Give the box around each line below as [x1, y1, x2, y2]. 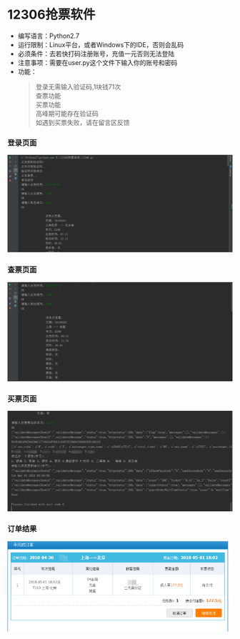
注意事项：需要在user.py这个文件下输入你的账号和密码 [17, 58, 178, 66]
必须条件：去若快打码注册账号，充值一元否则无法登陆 [17, 49, 175, 58]
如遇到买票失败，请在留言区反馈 [35, 118, 130, 127]
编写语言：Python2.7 [17, 31, 80, 40]
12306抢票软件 [7, 6, 96, 23]
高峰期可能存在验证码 [35, 109, 99, 118]
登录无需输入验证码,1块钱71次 [35, 82, 121, 91]
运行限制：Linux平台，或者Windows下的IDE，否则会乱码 [17, 40, 184, 49]
